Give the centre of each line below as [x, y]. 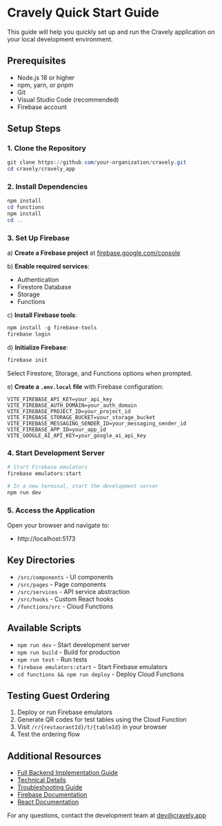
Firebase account [42, 107]
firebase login [29, 334]
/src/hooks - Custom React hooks [65, 599]
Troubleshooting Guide [50, 787]
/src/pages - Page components [62, 584]
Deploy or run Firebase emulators [64, 712]
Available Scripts [44, 628]
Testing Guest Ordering [59, 696]
